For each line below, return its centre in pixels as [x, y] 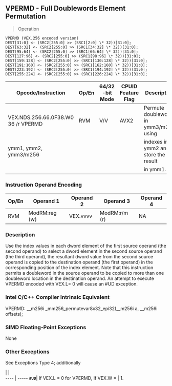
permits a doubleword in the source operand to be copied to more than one [85, 273]
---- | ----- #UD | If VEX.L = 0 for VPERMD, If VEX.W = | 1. [64, 378]
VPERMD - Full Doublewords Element [66, 8]
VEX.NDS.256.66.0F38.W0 [41, 117]
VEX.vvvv [81, 216]
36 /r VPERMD [25, 124]
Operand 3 [117, 201]
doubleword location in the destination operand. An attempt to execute [80, 278]
